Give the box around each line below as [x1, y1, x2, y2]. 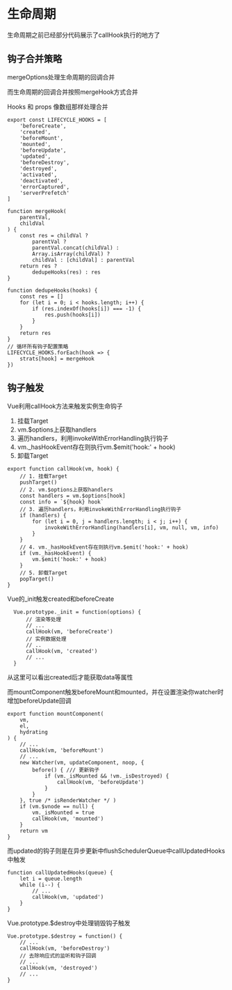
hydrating [19, 728, 49, 735]
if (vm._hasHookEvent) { [19, 549, 92, 557]
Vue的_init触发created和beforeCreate [7, 595, 115, 603]
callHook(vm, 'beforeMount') [19, 746, 104, 754]
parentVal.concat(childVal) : [32, 244, 119, 251]
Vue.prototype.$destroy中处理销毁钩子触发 [7, 918, 131, 927]
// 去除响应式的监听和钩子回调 [19, 952, 97, 959]
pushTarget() [19, 478, 58, 486]
